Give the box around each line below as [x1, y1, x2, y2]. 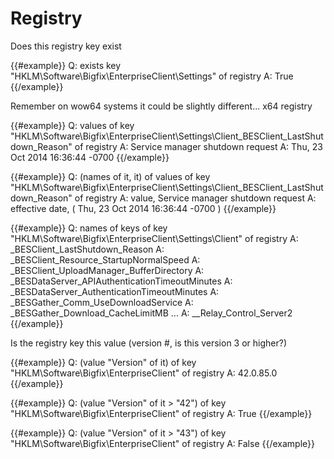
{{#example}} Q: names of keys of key [10, 222, 168, 234]
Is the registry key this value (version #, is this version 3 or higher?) [10, 337, 288, 349]
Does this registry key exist [10, 40, 122, 52]
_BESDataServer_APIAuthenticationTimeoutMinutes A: [10, 275, 233, 287]
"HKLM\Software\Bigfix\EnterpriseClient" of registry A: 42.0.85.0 [10, 367, 278, 379]
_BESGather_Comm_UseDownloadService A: [10, 296, 194, 308]
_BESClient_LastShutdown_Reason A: [10, 243, 165, 255]
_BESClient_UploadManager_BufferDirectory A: [10, 264, 205, 276]
